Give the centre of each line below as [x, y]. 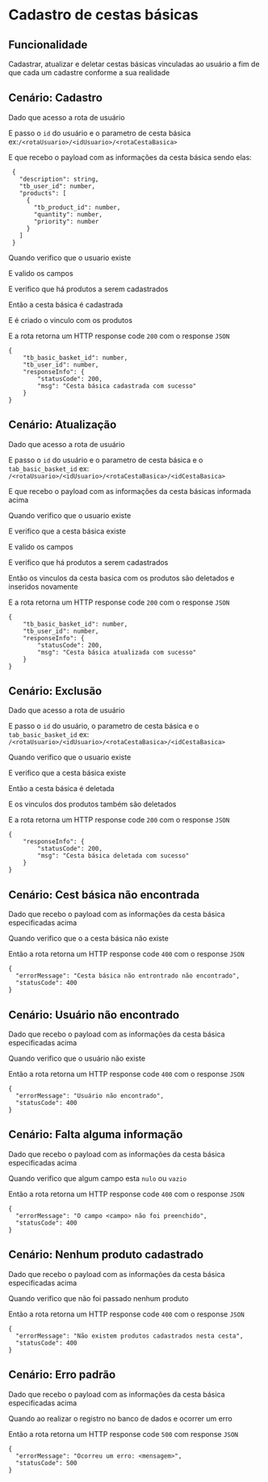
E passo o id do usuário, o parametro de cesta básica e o [104, 726]
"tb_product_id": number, [77, 207]
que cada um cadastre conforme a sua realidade [89, 73]
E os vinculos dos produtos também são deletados [92, 804]
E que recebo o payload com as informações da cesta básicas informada [130, 491]
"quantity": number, [68, 214]
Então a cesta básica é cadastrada [66, 304]
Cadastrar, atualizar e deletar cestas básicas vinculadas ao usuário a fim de [134, 64]
